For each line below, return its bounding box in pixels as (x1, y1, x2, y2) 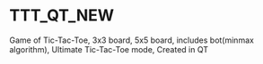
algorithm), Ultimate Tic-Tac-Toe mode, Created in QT (9, 44, 209, 54)
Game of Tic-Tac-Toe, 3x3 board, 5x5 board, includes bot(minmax (9, 35, 254, 45)
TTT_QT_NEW (9, 5, 115, 26)
